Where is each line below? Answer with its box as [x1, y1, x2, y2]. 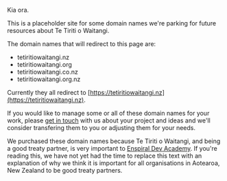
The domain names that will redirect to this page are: [7, 40, 156, 47]
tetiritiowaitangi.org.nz [16, 75, 81, 83]
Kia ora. [7, 6, 29, 14]
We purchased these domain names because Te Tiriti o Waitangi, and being [7, 137, 221, 145]
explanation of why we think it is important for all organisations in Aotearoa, [7, 159, 220, 167]
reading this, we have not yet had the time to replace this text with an [7, 151, 202, 160]
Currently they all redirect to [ [7, 89, 91, 96]
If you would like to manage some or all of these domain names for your [7, 109, 210, 117]
